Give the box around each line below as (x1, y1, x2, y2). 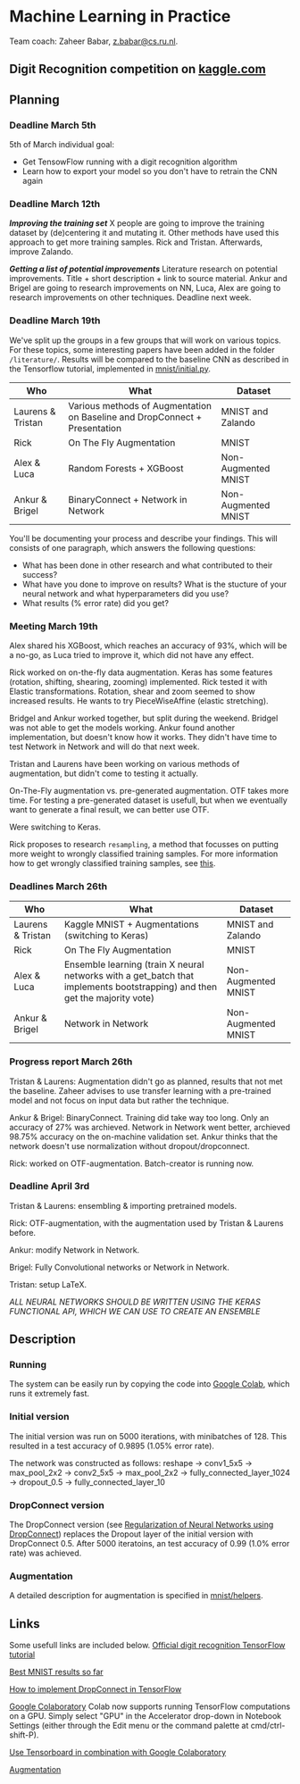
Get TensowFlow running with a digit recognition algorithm (21, 156, 238, 167)
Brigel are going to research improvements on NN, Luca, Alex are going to (9, 283, 281, 294)
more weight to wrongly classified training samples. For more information (9, 848, 279, 859)
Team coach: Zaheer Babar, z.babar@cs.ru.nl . (9, 36, 179, 46)
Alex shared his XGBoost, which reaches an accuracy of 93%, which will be (9, 640, 287, 651)
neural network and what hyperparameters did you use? (21, 588, 229, 599)
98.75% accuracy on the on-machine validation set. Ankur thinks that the (9, 1131, 279, 1142)
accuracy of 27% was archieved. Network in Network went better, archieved (9, 1121, 291, 1132)
